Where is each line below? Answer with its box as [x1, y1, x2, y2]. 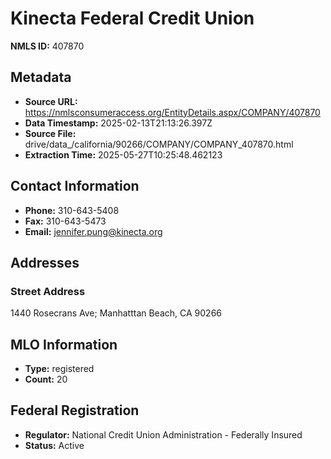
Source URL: [24, 95, 78, 107]
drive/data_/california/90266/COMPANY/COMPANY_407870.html [24, 138, 294, 150]
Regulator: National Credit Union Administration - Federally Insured [24, 428, 303, 441]
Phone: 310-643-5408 [24, 204, 120, 216]
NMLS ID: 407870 [10, 40, 85, 52]
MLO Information [10, 336, 118, 353]
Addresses [10, 254, 80, 271]
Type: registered [24, 363, 95, 375]
